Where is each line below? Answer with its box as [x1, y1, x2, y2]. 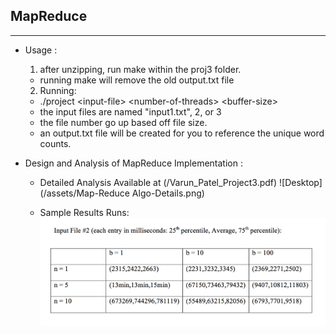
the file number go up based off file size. [39, 116, 208, 128]
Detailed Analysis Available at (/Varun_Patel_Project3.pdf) [39, 176, 278, 188]
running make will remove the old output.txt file [39, 74, 235, 86]
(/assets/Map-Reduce [39, 187, 130, 199]
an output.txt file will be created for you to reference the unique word [39, 127, 325, 139]
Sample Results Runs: [39, 206, 130, 218]
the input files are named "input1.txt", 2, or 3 [39, 105, 222, 118]
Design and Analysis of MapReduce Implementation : [24, 157, 243, 169]
